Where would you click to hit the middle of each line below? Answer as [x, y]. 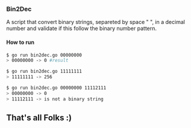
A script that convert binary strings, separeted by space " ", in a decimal [96, 22]
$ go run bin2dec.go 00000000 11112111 [56, 88]
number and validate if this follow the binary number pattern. [82, 28]
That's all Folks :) [39, 118]
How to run [20, 42]
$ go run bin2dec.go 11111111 [44, 72]
